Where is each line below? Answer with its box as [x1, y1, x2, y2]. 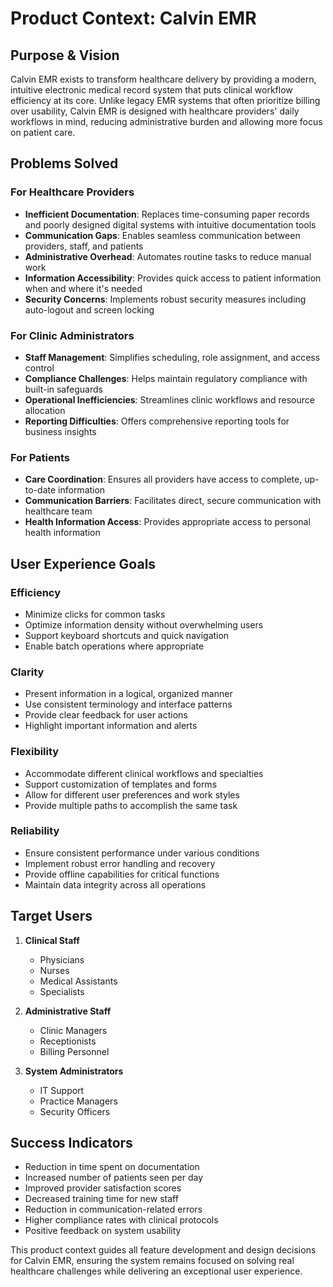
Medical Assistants [39, 975, 118, 987]
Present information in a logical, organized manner [24, 688, 233, 700]
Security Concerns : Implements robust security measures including [24, 293, 307, 305]
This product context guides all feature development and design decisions [10, 1244, 317, 1256]
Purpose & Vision [10, 47, 120, 64]
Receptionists [39, 1035, 97, 1047]
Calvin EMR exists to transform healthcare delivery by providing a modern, [10, 73, 317, 85]
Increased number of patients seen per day [24, 1172, 204, 1184]
